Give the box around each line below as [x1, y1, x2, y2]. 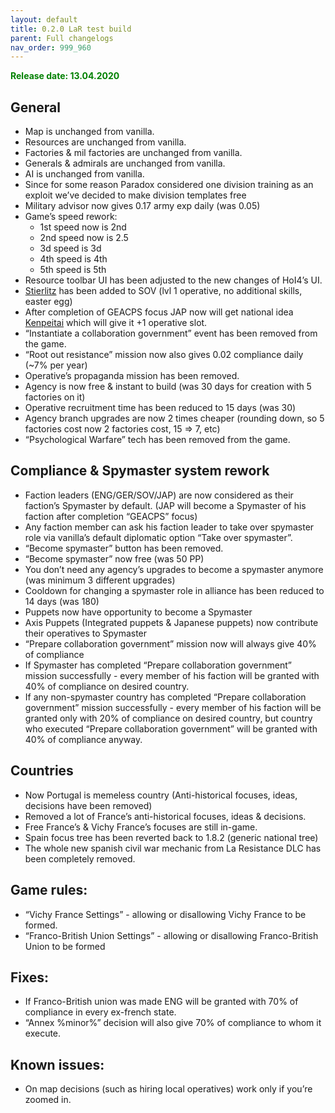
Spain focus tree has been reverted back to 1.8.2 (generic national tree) [24, 831, 319, 843]
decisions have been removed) [24, 799, 153, 811]
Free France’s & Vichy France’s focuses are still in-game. [24, 821, 258, 833]
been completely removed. [24, 852, 136, 865]
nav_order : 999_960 [10, 42, 92, 53]
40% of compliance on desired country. [24, 680, 190, 692]
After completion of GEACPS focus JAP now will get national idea [24, 306, 294, 318]
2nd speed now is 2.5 [39, 232, 129, 244]
